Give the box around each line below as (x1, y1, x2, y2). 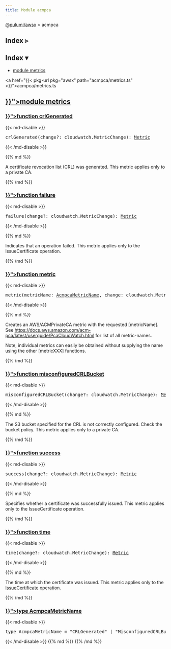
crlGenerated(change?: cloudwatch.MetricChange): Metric (5, 134, 151, 140)
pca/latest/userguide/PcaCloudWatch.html (5, 333, 95, 339)
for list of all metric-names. (95, 333, 152, 339)
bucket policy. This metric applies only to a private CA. (5, 427, 120, 433)
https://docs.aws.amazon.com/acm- (14, 327, 91, 333)
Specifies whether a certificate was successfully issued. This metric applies (5, 500, 164, 506)
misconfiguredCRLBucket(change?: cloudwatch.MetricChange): (5, 392, 159, 398)
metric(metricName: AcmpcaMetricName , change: (5, 292, 124, 298)
